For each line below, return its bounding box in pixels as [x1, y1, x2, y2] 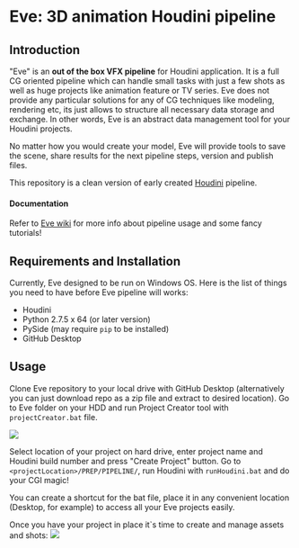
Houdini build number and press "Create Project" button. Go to [9, 455, 242, 466]
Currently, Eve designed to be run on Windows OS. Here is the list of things [9, 277, 287, 289]
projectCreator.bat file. [9, 411, 98, 422]
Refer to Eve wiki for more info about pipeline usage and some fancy [9, 218, 262, 229]
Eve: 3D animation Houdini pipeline [9, 6, 277, 27]
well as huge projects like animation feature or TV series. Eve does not [9, 85, 270, 95]
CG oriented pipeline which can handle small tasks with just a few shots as [9, 76, 286, 86]
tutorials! [9, 228, 42, 238]
